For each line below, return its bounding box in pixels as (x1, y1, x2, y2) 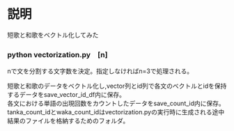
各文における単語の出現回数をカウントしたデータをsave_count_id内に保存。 (7, 99, 225, 108)
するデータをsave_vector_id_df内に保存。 (7, 91, 125, 99)
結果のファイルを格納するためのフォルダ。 (7, 116, 130, 125)
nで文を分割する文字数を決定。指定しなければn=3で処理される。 (7, 67, 194, 75)
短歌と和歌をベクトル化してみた (7, 31, 99, 39)
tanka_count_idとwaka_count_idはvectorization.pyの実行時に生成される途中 (7, 108, 225, 116)
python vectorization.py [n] (7, 49, 108, 59)
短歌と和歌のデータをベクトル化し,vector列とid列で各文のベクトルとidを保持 (7, 82, 227, 91)
